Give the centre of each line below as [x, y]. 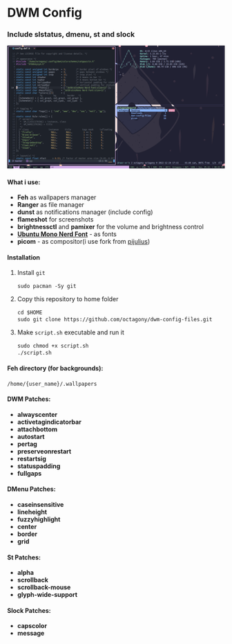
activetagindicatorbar [49, 422]
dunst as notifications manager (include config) [85, 212]
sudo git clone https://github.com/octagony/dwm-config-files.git [115, 320]
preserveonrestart [44, 451]
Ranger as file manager [51, 205]
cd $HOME [30, 313]
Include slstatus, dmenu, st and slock [71, 35]
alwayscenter [37, 414]
